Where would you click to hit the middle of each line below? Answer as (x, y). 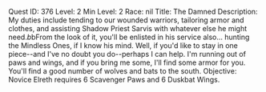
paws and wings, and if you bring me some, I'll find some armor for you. (127, 62)
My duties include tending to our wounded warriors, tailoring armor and (126, 20)
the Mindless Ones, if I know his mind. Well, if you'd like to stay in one (123, 46)
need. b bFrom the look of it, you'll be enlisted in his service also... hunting (129, 37)
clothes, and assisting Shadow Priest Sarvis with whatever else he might (128, 28)
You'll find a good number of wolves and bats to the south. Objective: (123, 71)
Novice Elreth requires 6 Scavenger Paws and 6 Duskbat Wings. (114, 80)
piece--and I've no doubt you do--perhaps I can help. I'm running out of (127, 54)
